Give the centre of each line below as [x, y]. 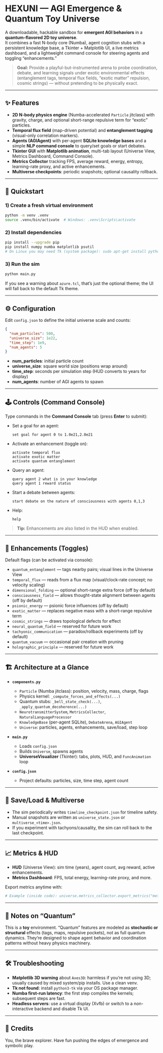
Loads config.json [38, 746]
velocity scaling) [28, 585]
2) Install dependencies [33, 233]
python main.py [20, 274]
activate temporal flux [36, 453]
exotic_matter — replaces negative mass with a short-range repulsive [82, 610]
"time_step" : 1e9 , [28, 343]
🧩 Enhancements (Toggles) [47, 548]
